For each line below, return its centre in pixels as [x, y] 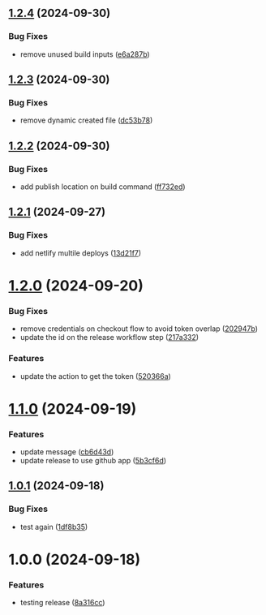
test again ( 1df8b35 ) [54, 527]
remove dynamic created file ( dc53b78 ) [86, 120]
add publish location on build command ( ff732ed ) [103, 187]
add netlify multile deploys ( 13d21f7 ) [81, 253]
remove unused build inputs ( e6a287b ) [85, 54]
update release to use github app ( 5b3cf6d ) [93, 461]
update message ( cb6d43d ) [67, 452]
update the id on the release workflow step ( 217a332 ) [109, 338]
